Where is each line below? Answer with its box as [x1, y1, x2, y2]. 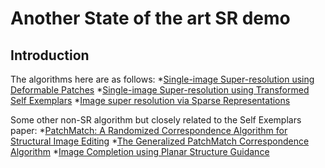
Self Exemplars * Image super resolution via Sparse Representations [10, 95, 291, 106]
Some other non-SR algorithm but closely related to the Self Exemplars [10, 114, 302, 126]
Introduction [10, 47, 90, 64]
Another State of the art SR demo [10, 7, 291, 30]
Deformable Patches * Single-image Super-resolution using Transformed [10, 84, 310, 96]
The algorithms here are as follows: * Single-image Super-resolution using [10, 73, 315, 85]
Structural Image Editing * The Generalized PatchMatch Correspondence [10, 135, 310, 147]
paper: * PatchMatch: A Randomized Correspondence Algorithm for [10, 125, 288, 136]
